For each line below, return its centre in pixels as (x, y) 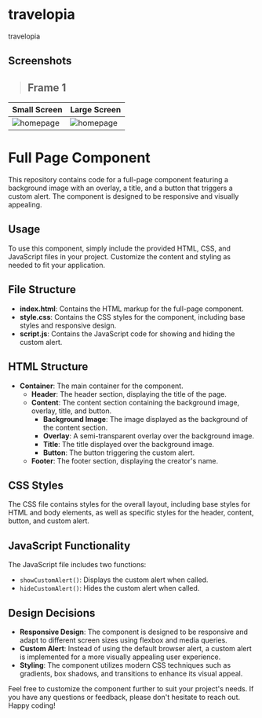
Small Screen (37, 110)
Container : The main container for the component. (101, 386)
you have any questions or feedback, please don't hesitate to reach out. (124, 697)
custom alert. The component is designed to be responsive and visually (124, 196)
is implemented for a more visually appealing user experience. (120, 657)
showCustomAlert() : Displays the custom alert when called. (114, 580)
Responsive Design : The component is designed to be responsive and (134, 632)
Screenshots (40, 61)
